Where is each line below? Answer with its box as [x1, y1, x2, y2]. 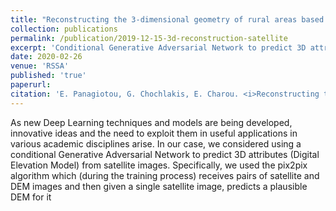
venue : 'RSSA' [10, 61, 70, 71]
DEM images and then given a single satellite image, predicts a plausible [10, 180, 308, 192]
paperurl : [10, 80, 52, 90]
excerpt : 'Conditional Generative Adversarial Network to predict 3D [10, 42, 307, 53]
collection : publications [10, 24, 118, 34]
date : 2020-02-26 [10, 52, 83, 62]
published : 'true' [10, 71, 87, 81]
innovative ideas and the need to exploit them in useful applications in [10, 127, 298, 139]
